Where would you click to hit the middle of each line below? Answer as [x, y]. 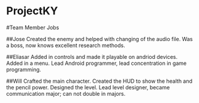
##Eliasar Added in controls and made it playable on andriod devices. [92, 57]
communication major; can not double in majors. [66, 93]
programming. [24, 69]
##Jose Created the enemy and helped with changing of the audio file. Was [99, 39]
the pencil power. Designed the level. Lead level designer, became [88, 87]
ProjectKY [32, 11]
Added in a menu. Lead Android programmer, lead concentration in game [97, 63]
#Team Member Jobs [33, 27]
